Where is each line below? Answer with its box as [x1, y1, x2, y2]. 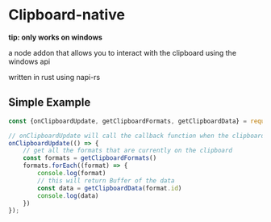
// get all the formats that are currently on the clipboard [23, 147, 232, 155]
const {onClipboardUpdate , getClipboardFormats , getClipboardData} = [8, 117, 248, 125]
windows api [8, 57, 51, 66]
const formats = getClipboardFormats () [23, 154, 157, 162]
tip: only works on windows [8, 32, 103, 42]
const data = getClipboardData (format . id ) [37, 184, 182, 192]
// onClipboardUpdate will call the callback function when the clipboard [8, 132, 265, 140]
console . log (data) [37, 191, 99, 199]
